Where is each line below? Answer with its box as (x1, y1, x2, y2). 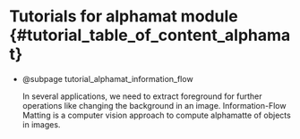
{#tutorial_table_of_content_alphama (9, 25, 291, 45)
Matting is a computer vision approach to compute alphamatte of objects (21, 110, 291, 120)
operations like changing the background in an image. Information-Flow (21, 100, 287, 110)
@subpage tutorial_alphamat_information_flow (21, 73, 194, 84)
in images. (21, 119, 61, 130)
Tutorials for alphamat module (9, 6, 239, 27)
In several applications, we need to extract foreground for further (21, 91, 262, 102)
